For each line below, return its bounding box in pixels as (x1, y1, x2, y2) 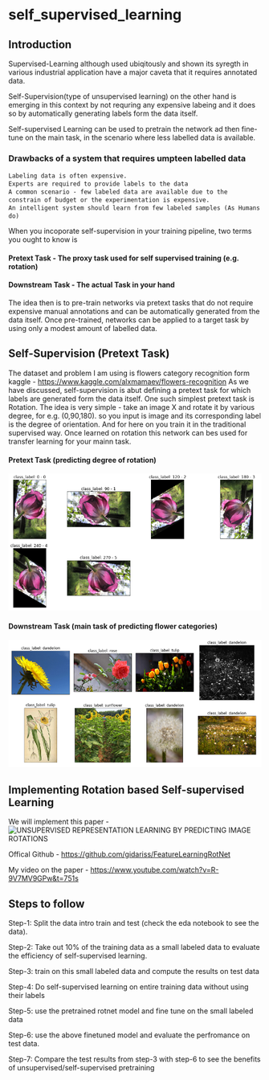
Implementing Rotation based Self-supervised (8, 783, 245, 796)
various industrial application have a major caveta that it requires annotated (8, 67, 258, 77)
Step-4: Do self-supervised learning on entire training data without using (8, 982, 249, 992)
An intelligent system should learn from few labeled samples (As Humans (8, 204, 261, 212)
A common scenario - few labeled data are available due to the (8, 188, 228, 196)
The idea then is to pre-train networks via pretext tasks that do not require (8, 298, 254, 308)
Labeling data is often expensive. (8, 172, 128, 180)
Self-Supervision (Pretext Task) (8, 347, 170, 361)
